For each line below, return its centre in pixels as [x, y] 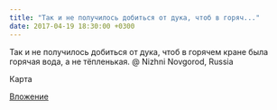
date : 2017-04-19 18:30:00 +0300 [72, 26]
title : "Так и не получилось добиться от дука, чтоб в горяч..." [134, 18]
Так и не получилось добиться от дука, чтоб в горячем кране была [139, 51]
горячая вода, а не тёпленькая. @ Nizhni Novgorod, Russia [121, 61]
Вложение [29, 96]
